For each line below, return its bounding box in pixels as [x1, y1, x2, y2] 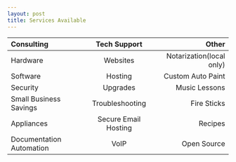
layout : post [7, 10, 46, 18]
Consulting [11, 39, 49, 49]
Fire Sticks [190, 98, 225, 108]
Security [11, 82, 39, 92]
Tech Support [96, 39, 143, 49]
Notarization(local [166, 50, 225, 60]
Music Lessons [175, 82, 225, 92]
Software [11, 71, 41, 81]
